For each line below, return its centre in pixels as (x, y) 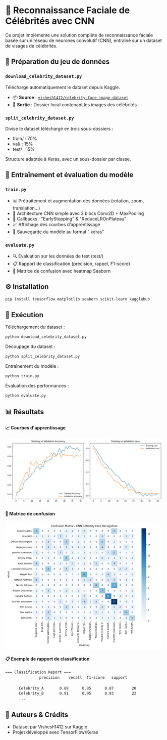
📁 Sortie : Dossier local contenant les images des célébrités (75, 104)
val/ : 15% (23, 144)
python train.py (22, 376)
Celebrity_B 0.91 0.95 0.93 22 (77, 693)
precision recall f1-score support (83, 677)
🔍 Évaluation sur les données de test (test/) (58, 256)
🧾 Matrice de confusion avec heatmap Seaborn (62, 271)
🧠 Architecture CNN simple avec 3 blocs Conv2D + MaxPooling (78, 213)
